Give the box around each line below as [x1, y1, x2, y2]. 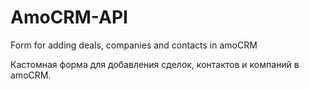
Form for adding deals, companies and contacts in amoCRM [10, 39, 258, 51]
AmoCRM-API [10, 6, 128, 29]
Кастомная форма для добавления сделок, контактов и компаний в [10, 58, 300, 70]
